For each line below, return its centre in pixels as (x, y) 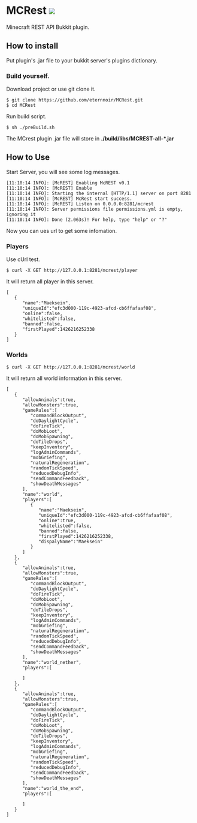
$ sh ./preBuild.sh (31, 128)
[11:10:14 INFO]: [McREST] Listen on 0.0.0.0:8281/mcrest (80, 204)
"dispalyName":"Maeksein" (70, 542)
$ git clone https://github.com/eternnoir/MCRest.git (75, 100)
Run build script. (26, 116)
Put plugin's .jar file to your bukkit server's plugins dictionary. (82, 60)
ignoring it (21, 214)
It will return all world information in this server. (64, 378)
